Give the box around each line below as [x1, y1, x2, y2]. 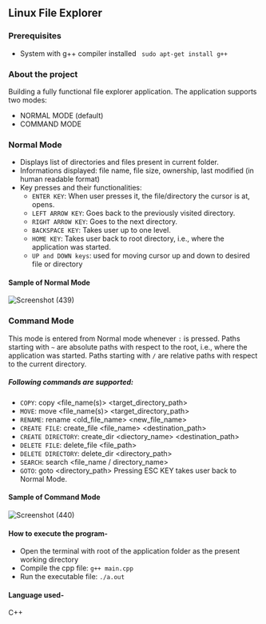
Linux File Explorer [8, 6, 102, 20]
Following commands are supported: [8, 378, 134, 387]
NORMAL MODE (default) [19, 110, 104, 120]
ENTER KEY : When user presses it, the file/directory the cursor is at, [31, 191, 250, 201]
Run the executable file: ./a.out [19, 572, 125, 582]
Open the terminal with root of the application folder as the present [19, 546, 240, 556]
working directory [19, 555, 79, 565]
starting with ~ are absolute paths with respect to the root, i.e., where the [8, 342, 248, 351]
